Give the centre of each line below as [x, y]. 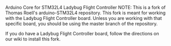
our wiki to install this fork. [33, 39]
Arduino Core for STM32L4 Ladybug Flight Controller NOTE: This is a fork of [86, 7]
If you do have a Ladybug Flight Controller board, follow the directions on [82, 33]
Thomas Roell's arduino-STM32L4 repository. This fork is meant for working [86, 13]
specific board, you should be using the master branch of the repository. [82, 24]
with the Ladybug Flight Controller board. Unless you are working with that [84, 18]
